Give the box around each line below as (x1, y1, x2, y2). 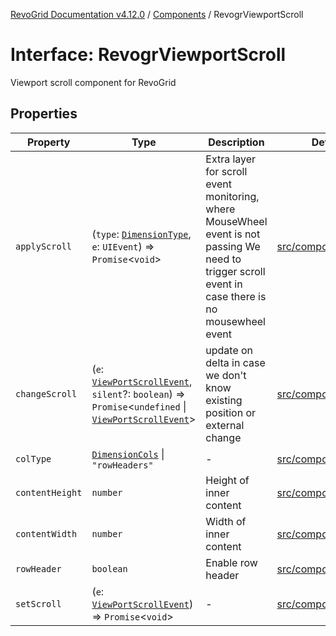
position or (205, 405, 257, 419)
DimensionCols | (91, 447, 165, 461)
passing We (205, 239, 261, 253)
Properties (10, 105, 78, 123)
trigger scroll (205, 264, 266, 278)
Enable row (205, 555, 258, 569)
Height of (205, 473, 250, 487)
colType (15, 453, 52, 464)
